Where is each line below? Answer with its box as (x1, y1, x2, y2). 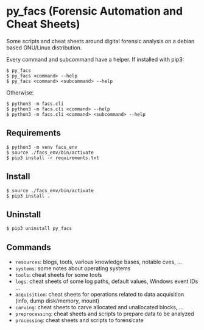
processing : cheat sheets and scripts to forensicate (15, 317, 144, 324)
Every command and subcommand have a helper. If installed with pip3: (6, 56, 185, 63)
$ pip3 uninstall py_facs (6, 226, 72, 232)
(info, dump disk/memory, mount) (15, 297, 100, 304)
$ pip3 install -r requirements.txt (6, 154, 99, 161)
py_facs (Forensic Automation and (6, 4, 183, 18)
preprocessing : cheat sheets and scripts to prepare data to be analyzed (15, 310, 194, 318)
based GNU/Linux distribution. (6, 44, 82, 51)
